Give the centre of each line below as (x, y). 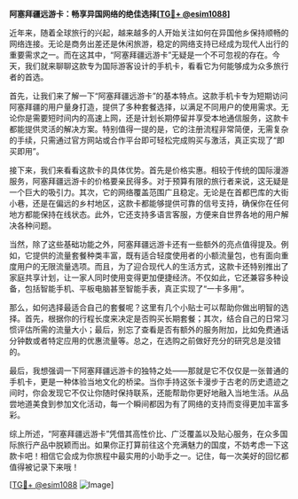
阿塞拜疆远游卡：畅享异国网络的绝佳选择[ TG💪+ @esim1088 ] (120, 14)
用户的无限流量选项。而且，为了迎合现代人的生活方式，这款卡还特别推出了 (153, 266)
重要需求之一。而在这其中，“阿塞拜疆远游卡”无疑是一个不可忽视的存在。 (141, 55)
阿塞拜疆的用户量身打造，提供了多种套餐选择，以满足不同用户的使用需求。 (145, 107)
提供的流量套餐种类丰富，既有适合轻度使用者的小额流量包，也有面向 (157, 255)
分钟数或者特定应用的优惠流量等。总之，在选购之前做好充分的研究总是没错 (145, 341)
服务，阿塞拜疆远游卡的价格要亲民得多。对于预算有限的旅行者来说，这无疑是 (149, 181)
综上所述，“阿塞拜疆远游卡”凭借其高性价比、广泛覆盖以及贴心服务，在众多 (145, 434)
